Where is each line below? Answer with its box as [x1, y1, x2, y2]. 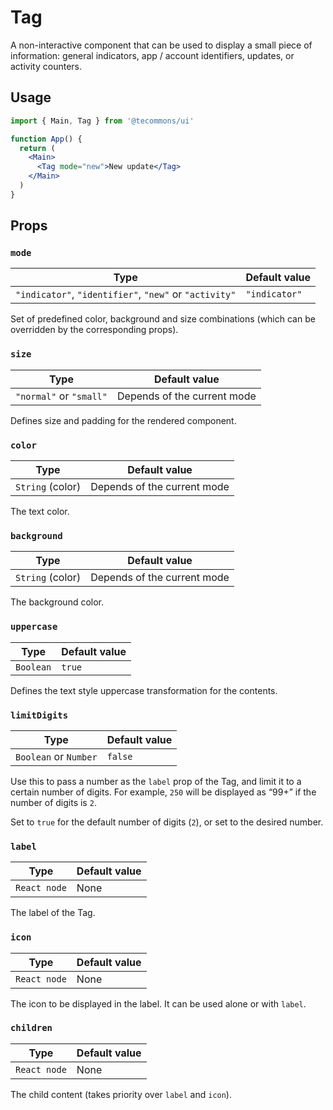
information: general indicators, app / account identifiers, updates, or [10, 49, 295, 61]
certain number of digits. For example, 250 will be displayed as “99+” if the [10, 786, 317, 798]
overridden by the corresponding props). [10, 324, 179, 336]
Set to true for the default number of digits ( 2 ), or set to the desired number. [10, 816, 324, 828]
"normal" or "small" [15, 389, 108, 403]
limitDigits [10, 709, 69, 721]
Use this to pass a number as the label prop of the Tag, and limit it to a [10, 775, 302, 787]
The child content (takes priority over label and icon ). [10, 1088, 232, 1100]
